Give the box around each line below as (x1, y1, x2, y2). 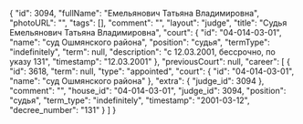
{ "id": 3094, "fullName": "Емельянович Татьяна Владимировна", (9, 8, 260, 18)
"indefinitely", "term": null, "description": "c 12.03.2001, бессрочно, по (9, 46, 276, 57)
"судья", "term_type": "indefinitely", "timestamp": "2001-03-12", (9, 95, 250, 106)
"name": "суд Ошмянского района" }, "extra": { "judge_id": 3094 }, (9, 76, 265, 86)
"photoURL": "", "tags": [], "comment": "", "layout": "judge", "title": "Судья (9, 17, 287, 28)
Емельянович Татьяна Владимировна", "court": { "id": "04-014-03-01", (9, 27, 282, 37)
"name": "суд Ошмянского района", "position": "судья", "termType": (9, 36, 271, 47)
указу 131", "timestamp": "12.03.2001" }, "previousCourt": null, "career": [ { (9, 57, 290, 67)
